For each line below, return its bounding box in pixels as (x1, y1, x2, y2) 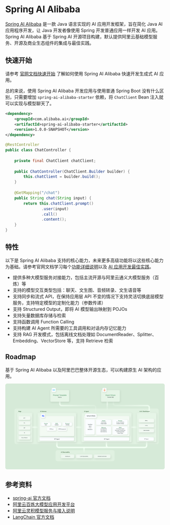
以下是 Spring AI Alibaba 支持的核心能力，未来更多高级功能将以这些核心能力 (5, 257, 163, 263)
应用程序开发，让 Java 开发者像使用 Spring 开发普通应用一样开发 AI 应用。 (5, 27, 160, 33)
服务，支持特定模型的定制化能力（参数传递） (12, 300, 106, 306)
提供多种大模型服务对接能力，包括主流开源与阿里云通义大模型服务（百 (12, 274, 159, 280)
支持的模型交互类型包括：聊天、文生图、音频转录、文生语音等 (12, 287, 142, 293)
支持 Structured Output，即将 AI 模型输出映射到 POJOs (12, 306, 127, 312)
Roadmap (5, 353, 36, 361)
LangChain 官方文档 (12, 514, 55, 520)
